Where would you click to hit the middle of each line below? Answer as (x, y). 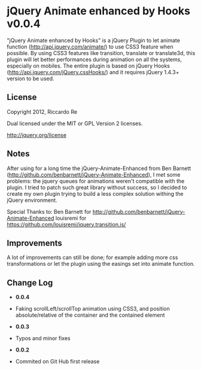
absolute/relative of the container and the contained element (90, 315)
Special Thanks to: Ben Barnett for (49, 211)
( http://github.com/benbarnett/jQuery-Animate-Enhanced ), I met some (94, 174)
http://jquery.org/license (37, 135)
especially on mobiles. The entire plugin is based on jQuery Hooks (88, 66)
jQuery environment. (32, 200)
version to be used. (31, 78)
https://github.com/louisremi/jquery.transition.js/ (66, 224)
